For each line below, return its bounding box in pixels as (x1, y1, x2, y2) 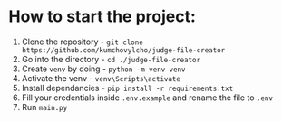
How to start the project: (8, 6, 197, 27)
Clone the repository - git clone (21, 36, 144, 47)
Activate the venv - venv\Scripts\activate (21, 72, 180, 83)
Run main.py (21, 101, 68, 112)
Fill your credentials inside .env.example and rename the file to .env (21, 92, 274, 103)
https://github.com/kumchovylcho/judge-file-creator (21, 45, 226, 55)
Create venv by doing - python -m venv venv (21, 63, 187, 74)
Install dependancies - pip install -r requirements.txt (21, 82, 234, 93)
